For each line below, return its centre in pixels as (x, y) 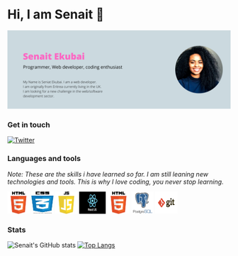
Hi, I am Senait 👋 (56, 15)
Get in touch (29, 125)
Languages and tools (44, 159)
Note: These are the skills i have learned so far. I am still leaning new (108, 174)
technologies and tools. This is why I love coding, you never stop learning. (116, 182)
